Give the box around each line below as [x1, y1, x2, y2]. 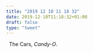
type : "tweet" [6, 24, 41, 31]
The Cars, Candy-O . [8, 41, 58, 48]
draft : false [6, 19, 38, 25]
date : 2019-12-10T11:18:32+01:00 [6, 14, 88, 20]
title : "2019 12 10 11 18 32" [6, 8, 80, 15]
